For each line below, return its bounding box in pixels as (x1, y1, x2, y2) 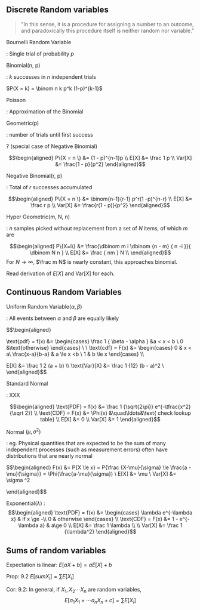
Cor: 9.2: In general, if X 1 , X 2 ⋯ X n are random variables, (6, 586, 142, 594)
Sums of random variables (6, 546, 106, 556)
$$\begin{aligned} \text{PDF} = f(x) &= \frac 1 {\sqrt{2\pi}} (10, 403, 154, 410)
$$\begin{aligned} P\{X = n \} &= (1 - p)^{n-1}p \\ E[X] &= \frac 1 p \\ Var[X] (8, 154, 192, 161)
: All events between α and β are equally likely (6, 315, 119, 322)
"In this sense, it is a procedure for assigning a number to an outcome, (20, 20, 194, 27)
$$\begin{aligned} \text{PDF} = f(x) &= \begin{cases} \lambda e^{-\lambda (8, 509, 193, 516)
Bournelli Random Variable (6, 38, 72, 45)
